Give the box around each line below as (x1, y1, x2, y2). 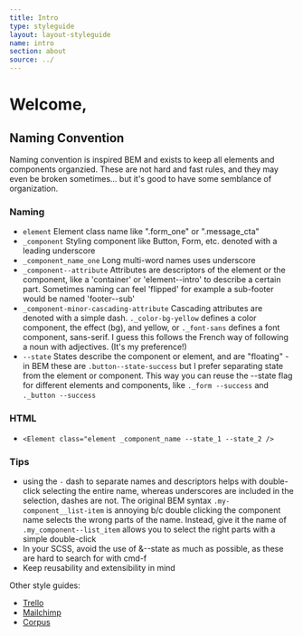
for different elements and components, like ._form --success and (22, 380, 270, 391)
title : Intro (9, 13, 59, 23)
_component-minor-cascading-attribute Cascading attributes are (22, 303, 263, 314)
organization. (9, 183, 59, 194)
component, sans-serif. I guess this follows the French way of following (22, 332, 289, 343)
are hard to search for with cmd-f (22, 553, 147, 564)
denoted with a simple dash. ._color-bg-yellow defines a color (22, 313, 257, 324)
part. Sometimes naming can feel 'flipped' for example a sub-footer (22, 284, 274, 295)
